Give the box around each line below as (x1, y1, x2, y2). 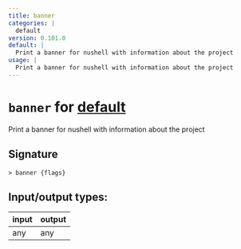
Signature (8, 148, 58, 161)
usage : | (8, 57, 38, 65)
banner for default (8, 97, 126, 116)
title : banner (8, 11, 56, 20)
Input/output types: (8, 190, 109, 204)
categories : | (8, 19, 56, 27)
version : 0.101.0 (8, 34, 66, 42)
